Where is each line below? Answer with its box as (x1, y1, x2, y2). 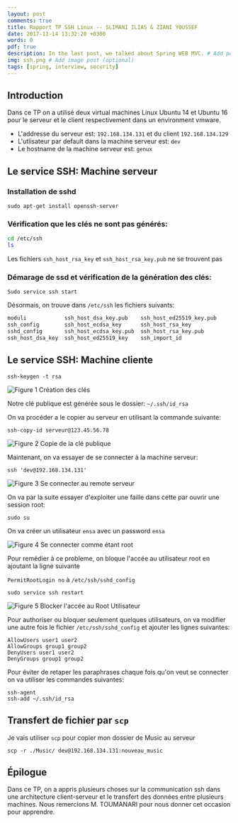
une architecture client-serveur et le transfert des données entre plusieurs (7, 792, 225, 801)
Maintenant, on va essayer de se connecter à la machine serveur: (7, 452, 198, 462)
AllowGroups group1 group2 (7, 643, 87, 650)
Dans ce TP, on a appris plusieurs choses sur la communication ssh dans (7, 785, 221, 794)
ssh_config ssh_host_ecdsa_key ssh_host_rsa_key (7, 321, 192, 329)
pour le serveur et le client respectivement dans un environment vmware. (7, 116, 222, 124)
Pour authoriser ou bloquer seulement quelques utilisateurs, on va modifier (7, 615, 226, 623)
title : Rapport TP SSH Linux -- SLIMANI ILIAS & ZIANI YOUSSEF (7, 23, 198, 31)
